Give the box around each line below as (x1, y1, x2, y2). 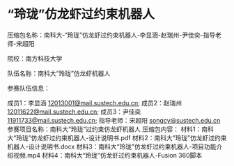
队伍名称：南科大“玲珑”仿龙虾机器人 (7, 69, 111, 77)
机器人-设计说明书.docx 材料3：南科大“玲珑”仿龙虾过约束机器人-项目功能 (7, 142, 217, 151)
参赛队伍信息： (7, 84, 50, 92)
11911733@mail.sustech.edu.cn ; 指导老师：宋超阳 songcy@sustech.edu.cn (7, 116, 221, 124)
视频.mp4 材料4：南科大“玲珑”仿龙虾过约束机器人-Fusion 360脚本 (13, 151, 203, 159)
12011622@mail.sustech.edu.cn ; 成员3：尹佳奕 (7, 107, 141, 116)
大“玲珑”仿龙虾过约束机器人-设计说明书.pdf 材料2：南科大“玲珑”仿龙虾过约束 (7, 133, 227, 142)
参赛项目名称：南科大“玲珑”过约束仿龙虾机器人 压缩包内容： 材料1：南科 (7, 125, 214, 133)
